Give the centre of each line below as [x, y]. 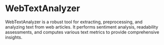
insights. [14, 37]
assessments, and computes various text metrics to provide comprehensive [82, 32]
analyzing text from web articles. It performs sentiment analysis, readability [82, 27]
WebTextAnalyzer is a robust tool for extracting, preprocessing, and [74, 22]
